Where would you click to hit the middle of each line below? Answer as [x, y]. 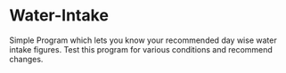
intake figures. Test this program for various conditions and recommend [141, 49]
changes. [26, 59]
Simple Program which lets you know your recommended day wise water [143, 40]
